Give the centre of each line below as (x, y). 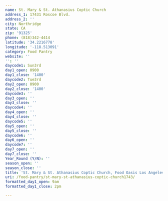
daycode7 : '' (19, 145)
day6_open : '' (20, 140)
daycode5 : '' (19, 121)
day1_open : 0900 (22, 70)
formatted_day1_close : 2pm (33, 186)
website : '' (17, 56)
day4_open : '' (20, 112)
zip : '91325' (19, 33)
